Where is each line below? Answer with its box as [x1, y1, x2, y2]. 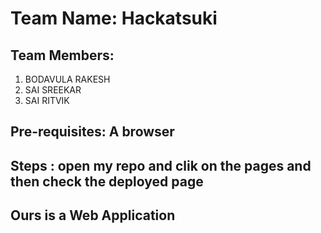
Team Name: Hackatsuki [10, 7, 218, 30]
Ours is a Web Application [10, 207, 176, 224]
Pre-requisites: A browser [10, 123, 175, 141]
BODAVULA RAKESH [24, 73, 111, 85]
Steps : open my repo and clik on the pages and [10, 157, 312, 174]
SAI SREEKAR [24, 84, 82, 96]
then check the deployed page [10, 173, 204, 190]
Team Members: [10, 47, 115, 64]
